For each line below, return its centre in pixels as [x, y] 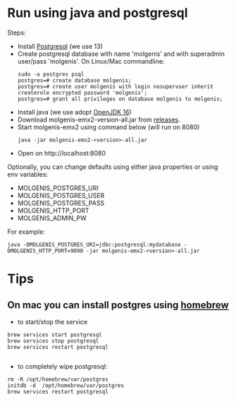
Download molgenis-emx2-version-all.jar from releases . [99, 119]
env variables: [27, 174]
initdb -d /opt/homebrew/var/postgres [66, 385]
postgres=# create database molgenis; [74, 80]
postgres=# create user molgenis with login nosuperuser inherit [115, 86]
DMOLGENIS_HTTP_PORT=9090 [45, 251]
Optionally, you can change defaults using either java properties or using [113, 167]
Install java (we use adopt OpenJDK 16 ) [74, 112]
